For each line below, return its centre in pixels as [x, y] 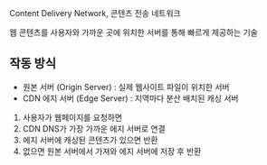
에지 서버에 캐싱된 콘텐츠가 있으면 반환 [90, 140]
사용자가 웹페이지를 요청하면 [72, 117]
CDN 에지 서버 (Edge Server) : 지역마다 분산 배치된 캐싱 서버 [130, 98]
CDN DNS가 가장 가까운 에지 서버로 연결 [94, 128]
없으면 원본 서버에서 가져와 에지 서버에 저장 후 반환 [112, 151]
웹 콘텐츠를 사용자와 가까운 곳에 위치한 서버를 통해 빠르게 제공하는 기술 [133, 32]
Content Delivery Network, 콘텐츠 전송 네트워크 [95, 13]
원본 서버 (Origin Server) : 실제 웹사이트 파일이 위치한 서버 [126, 87]
